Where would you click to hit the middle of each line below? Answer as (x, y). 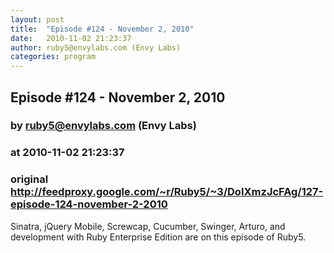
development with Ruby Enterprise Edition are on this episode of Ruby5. (158, 237)
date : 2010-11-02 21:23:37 (71, 38)
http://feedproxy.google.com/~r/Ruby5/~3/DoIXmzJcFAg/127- (167, 192)
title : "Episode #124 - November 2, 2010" (102, 29)
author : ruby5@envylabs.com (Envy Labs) (96, 47)
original (29, 179)
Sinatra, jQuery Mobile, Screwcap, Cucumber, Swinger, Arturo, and (148, 226)
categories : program (53, 57)
